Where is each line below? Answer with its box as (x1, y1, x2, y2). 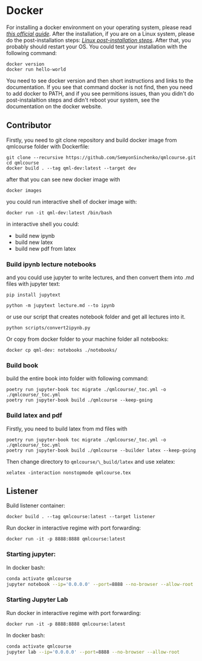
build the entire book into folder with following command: (6, 375, 149, 382)
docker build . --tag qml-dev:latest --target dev (6, 165, 137, 171)
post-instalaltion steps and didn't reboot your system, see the (6, 96, 160, 104)
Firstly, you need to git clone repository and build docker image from (6, 136, 177, 143)
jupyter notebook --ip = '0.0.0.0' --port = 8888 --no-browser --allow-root (6, 581, 194, 587)
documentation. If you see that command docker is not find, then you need (6, 83, 193, 91)
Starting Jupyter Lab (6, 596, 68, 604)
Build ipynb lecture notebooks (6, 260, 97, 268)
